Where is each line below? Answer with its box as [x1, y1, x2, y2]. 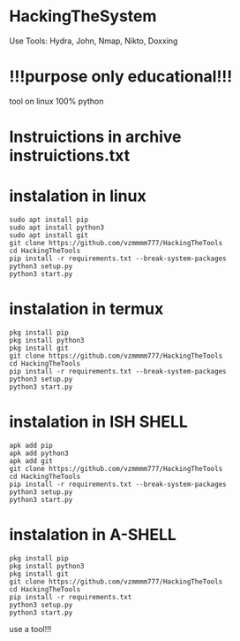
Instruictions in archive [9, 127, 182, 147]
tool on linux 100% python [9, 96, 104, 106]
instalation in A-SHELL [9, 525, 176, 545]
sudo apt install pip [9, 215, 89, 224]
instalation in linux [9, 186, 147, 206]
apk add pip [9, 441, 53, 450]
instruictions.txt [9, 146, 131, 166]
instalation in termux [9, 299, 164, 320]
